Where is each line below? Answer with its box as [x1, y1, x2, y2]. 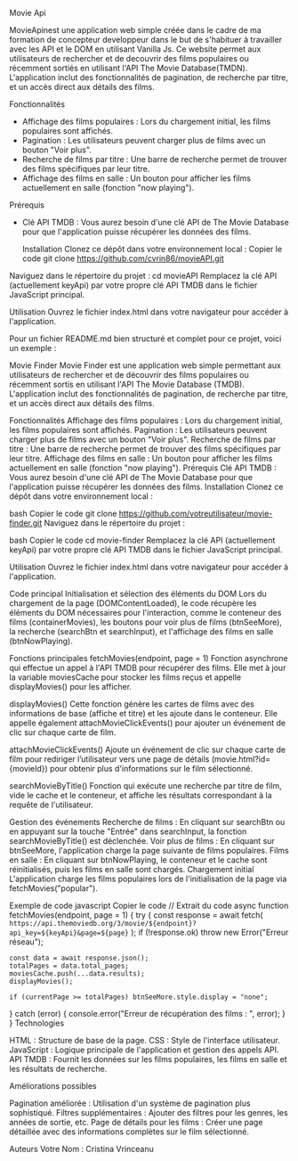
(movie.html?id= [211, 754, 271, 764]
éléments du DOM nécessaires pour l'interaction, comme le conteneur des [9, 608, 282, 617]
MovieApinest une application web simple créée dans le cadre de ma [9, 25, 262, 35]
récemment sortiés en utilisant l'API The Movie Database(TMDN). [9, 62, 248, 73]
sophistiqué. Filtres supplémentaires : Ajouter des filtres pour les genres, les [9, 1108, 288, 1117]
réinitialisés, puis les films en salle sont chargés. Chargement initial [9, 864, 254, 874]
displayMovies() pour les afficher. [9, 682, 132, 691]
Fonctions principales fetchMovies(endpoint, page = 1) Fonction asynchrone [9, 653, 288, 663]
